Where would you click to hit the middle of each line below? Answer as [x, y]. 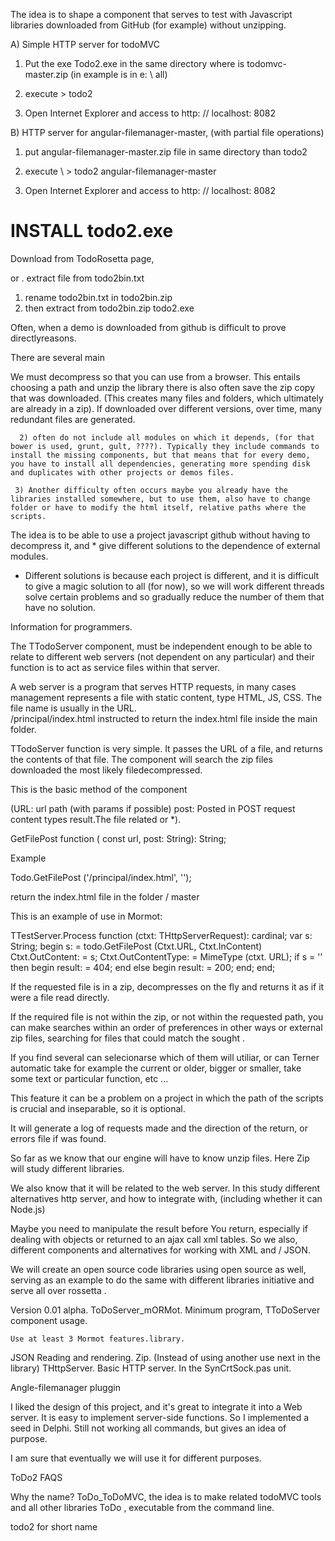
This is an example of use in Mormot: [86, 916]
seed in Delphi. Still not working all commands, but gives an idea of [148, 1428]
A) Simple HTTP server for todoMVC [85, 44]
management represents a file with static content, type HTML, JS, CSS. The [166, 697]
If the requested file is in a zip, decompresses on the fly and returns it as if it [167, 986]
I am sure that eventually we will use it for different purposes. [136, 1458]
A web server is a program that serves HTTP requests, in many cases [153, 686]
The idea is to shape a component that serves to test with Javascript [151, 14]
